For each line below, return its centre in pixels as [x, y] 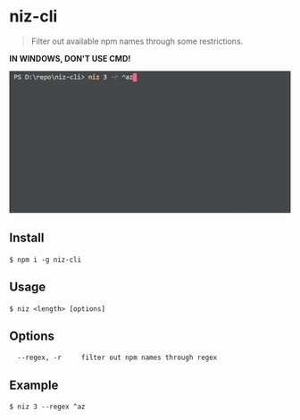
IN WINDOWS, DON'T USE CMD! [70, 58]
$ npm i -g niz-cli [46, 260]
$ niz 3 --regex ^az [48, 407]
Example [34, 385]
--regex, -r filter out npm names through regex [117, 358]
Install [27, 238]
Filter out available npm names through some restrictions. [137, 41]
